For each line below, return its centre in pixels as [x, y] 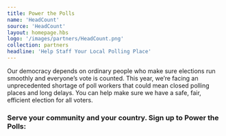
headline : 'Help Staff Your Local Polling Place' [79, 52]
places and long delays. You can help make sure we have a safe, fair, [104, 92]
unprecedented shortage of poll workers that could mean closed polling [109, 85]
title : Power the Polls [41, 13]
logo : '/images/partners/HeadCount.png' [66, 39]
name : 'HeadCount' [33, 20]
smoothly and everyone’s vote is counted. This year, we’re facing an [103, 78]
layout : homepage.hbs [38, 32]
